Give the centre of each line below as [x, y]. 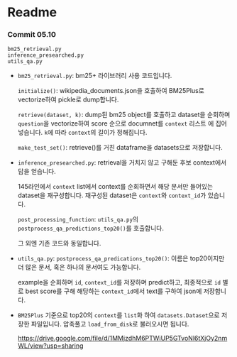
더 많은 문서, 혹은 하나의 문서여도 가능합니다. [79, 268]
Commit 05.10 [32, 35]
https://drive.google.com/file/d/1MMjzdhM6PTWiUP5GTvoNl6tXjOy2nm [122, 339]
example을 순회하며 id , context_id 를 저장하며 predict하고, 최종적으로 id [119, 282]
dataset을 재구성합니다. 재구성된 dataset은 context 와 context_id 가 [112, 195]
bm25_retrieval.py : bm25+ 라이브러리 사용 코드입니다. [95, 76]
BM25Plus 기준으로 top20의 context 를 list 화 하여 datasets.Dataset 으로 [118, 315]
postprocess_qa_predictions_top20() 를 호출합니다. [91, 229]
